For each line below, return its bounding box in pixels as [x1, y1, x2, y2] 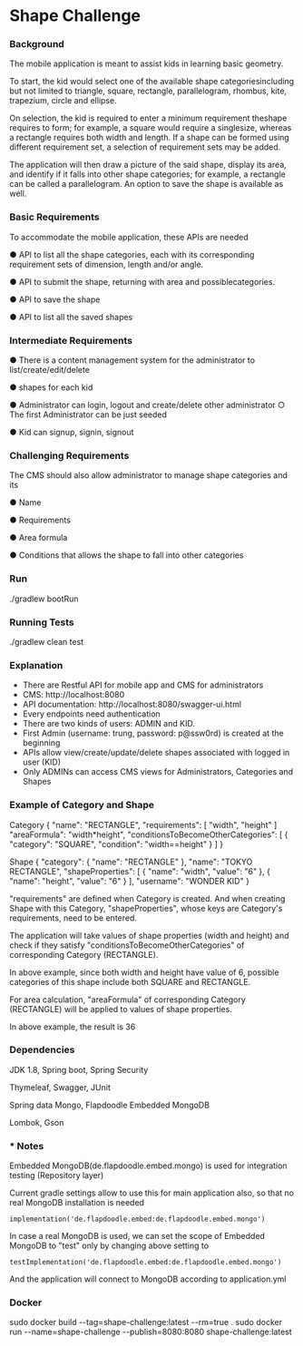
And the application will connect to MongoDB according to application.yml [9, 1273, 288, 1284]
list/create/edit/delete [9, 365, 91, 376]
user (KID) [22, 756, 62, 767]
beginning [22, 737, 61, 748]
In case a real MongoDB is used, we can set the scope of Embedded [9, 1231, 266, 1242]
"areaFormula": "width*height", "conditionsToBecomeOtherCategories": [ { [9, 829, 288, 840]
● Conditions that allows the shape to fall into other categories [9, 550, 244, 561]
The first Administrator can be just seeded [9, 409, 168, 420]
